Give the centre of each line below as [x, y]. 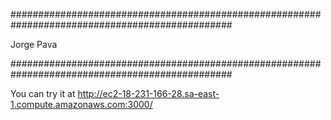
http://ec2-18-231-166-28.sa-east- [148, 93]
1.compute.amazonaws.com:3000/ [81, 104]
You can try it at [43, 93]
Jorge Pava [34, 44]
